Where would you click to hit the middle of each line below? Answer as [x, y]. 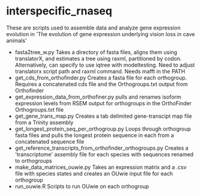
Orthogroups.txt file [39, 109]
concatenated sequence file [49, 141]
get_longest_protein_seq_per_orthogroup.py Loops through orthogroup [103, 129]
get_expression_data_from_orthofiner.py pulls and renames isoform [98, 97]
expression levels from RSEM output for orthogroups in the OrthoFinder [103, 103]
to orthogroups [33, 161]
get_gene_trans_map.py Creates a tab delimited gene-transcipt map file [103, 116]
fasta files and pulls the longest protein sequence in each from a [94, 135]
